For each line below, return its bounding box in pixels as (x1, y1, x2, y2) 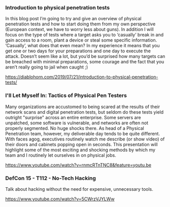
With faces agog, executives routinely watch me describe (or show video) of (5, 136, 165, 142)
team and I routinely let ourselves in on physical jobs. (5, 152, 117, 158)
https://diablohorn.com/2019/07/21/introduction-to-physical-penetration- (5, 74, 158, 80)
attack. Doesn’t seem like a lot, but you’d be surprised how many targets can (5, 53, 165, 59)
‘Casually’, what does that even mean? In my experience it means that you (5, 43, 160, 49)
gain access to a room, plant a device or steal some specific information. (5, 37, 157, 43)
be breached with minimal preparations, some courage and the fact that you (5, 59, 164, 65)
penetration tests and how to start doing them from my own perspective (5, 21, 156, 27)
